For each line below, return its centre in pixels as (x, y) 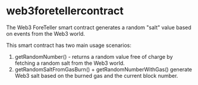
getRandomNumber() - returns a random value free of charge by (94, 56)
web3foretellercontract (65, 11)
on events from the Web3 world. (45, 33)
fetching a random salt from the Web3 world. (70, 63)
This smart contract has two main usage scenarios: (69, 45)
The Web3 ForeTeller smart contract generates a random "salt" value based (99, 27)
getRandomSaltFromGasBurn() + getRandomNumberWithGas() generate (103, 69)
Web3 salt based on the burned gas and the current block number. (96, 75)
